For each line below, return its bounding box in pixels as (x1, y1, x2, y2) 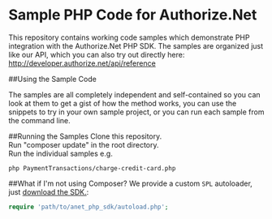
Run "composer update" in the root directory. (8, 140, 160, 149)
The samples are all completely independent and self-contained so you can (8, 89, 261, 99)
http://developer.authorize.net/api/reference (8, 58, 156, 68)
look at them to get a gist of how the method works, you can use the (8, 98, 237, 108)
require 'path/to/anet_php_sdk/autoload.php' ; (8, 203, 169, 211)
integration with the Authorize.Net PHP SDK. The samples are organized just (8, 41, 264, 50)
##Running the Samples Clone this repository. (8, 131, 162, 141)
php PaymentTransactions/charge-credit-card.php (8, 164, 176, 172)
